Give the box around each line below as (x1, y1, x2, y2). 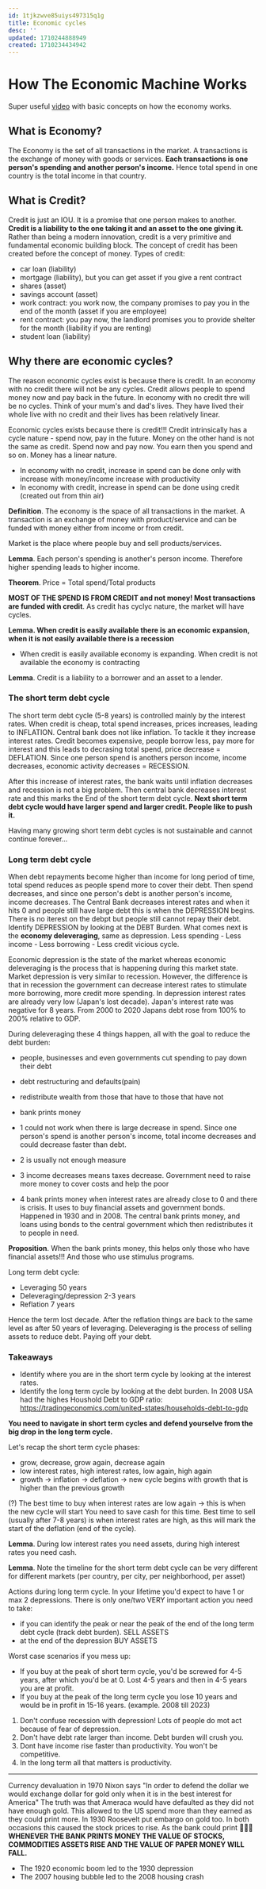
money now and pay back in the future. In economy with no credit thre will (8, 392, 251, 402)
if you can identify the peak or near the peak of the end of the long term (19, 1619, 255, 1629)
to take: (8, 1604, 33, 1614)
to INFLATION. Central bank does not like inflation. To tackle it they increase (8, 727, 256, 737)
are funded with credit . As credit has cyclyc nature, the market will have (8, 601, 245, 611)
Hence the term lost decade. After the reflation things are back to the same (8, 1315, 253, 1325)
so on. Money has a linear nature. (8, 450, 117, 460)
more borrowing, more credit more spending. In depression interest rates (8, 989, 246, 998)
